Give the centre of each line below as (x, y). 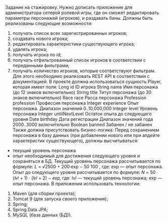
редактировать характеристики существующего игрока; (74, 44)
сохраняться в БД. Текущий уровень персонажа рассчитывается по (87, 161)
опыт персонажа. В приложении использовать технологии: (76, 184)
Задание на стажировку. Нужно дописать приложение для (69, 7)
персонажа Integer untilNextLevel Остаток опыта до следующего (82, 114)
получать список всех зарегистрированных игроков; (70, 33)
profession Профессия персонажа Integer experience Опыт (76, 103)
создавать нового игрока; (41, 38)
